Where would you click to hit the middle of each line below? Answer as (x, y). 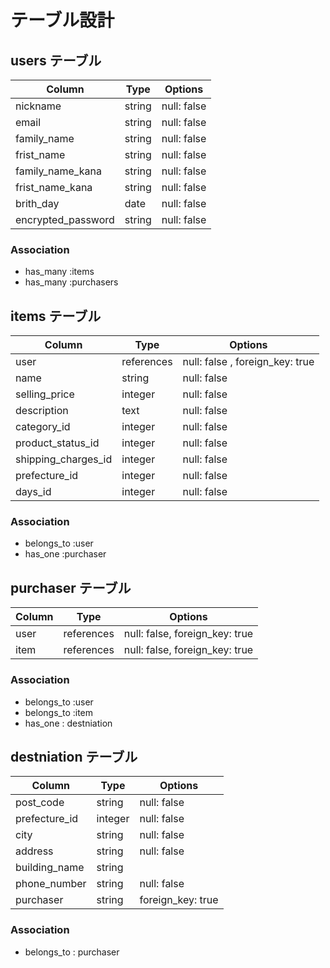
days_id (33, 492)
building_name (50, 868)
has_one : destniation (68, 723)
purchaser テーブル (71, 587)
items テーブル (56, 316)
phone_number (51, 884)
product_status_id (57, 443)
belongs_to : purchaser (72, 952)
